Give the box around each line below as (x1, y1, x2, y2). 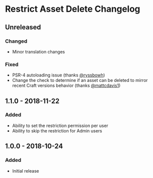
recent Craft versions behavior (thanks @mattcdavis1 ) (12, 82, 121, 89)
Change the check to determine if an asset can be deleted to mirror (12, 77, 148, 83)
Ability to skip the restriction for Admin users (12, 127, 103, 133)
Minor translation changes (12, 49, 65, 54)
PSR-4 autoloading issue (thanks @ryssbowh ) (12, 72, 105, 78)
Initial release (12, 168, 39, 174)
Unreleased (5, 23, 42, 31)
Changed (5, 38, 28, 45)
